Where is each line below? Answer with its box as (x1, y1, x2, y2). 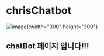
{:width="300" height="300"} (26, 23, 98, 30)
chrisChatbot (6, 4, 72, 17)
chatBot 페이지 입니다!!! (6, 42, 89, 51)
